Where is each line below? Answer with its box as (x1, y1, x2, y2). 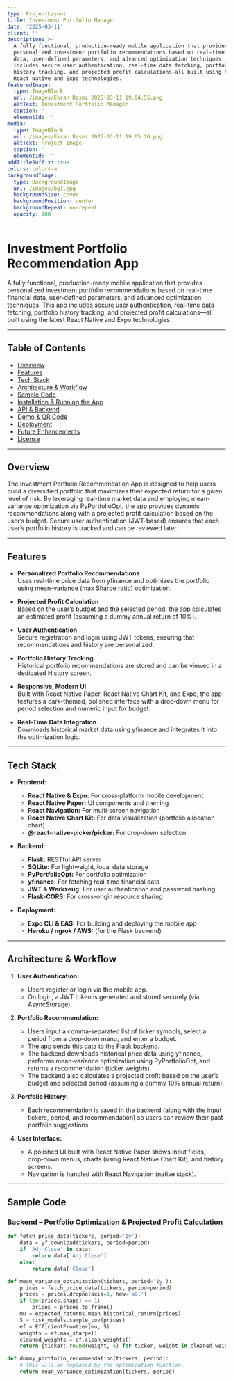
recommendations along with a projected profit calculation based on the (7, 509, 214, 518)
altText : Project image (13, 140, 82, 147)
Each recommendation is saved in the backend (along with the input (27, 1106, 222, 1114)
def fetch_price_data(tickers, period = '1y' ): (7, 1233, 141, 1240)
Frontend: (17, 777, 46, 786)
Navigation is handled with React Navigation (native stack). (27, 1170, 196, 1178)
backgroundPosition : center (13, 198, 95, 205)
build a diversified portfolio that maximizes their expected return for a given (7, 487, 223, 495)
